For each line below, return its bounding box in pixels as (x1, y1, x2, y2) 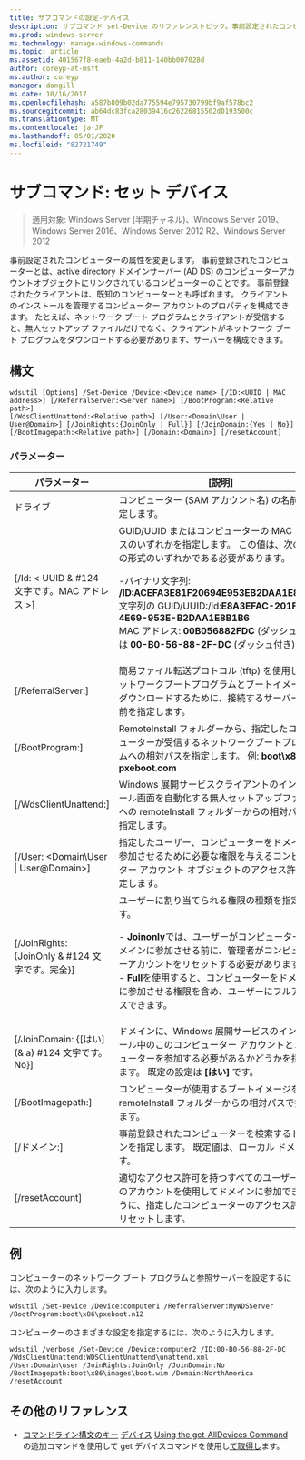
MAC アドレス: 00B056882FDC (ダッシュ (118, 624, 298, 637)
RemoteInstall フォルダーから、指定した (118, 722, 289, 735)
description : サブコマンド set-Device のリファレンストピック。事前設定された (9, 22, 280, 31)
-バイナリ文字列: (118, 574, 191, 587)
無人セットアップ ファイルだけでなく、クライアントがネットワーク (25, 322, 274, 333)
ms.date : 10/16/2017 (9, 89, 88, 98)
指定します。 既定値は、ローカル (136, 1141, 275, 1153)
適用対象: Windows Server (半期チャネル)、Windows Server (31, 214, 256, 225)
